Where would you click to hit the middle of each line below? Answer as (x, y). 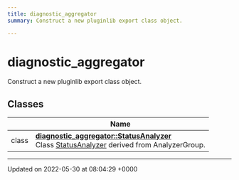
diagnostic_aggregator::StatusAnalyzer (103, 136)
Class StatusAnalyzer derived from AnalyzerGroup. (121, 145)
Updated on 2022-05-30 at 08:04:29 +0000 (73, 169)
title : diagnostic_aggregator (52, 14)
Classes (26, 104)
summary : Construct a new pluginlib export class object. (95, 21)
